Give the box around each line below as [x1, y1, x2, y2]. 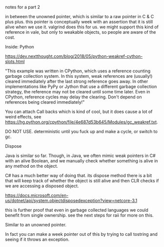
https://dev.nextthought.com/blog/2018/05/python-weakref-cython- [5, 53, 143, 59]
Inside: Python [5, 44, 34, 49]
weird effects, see [5, 114, 42, 119]
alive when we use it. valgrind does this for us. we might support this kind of [5, 24, 159, 30]
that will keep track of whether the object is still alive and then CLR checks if [5, 178, 159, 183]
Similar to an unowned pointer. [5, 222, 67, 227]
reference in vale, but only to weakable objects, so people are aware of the [5, 29, 156, 35]
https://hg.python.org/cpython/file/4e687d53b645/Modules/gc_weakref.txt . [5, 119, 158, 125]
